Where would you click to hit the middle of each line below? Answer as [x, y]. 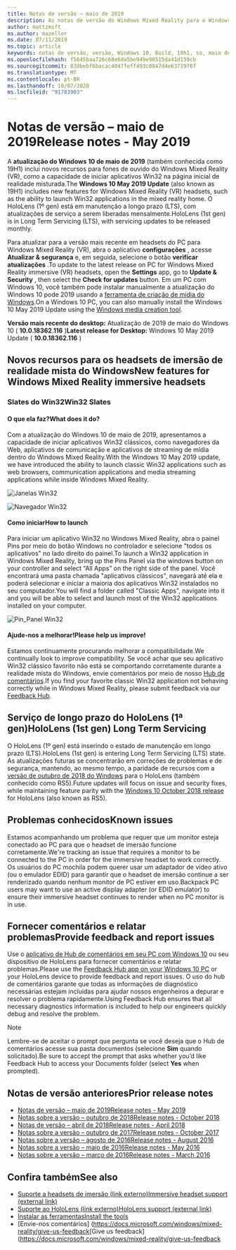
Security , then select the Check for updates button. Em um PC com [107, 280]
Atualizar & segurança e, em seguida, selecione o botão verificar [103, 257]
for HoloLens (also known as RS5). [57, 798]
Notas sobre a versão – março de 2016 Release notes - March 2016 [114, 1155]
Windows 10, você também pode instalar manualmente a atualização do [111, 287]
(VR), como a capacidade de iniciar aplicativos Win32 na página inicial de [113, 176]
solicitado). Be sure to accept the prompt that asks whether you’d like [107, 1056]
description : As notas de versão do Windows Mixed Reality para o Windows [119, 20]
